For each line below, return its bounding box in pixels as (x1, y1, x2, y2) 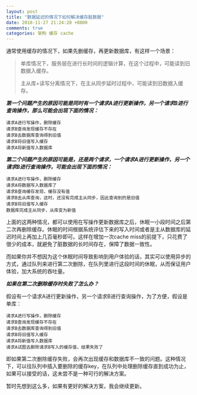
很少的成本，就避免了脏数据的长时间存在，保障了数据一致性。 (6, 241, 155, 248)
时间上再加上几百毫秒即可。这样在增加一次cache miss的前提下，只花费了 (11, 233, 188, 240)
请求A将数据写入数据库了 (6, 182, 57, 188)
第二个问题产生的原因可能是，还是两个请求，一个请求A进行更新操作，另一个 (6, 156, 190, 163)
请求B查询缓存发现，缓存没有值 (6, 189, 70, 195)
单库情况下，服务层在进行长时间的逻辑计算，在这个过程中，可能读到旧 (20, 60, 191, 67)
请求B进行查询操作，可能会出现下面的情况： (6, 163, 113, 171)
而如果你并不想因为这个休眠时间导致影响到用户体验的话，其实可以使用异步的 (6, 253, 191, 260)
